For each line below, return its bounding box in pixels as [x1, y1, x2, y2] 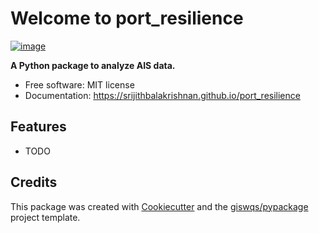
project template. [10, 211, 81, 223]
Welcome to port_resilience [10, 7, 244, 30]
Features [10, 118, 67, 136]
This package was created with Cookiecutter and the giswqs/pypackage [10, 200, 309, 212]
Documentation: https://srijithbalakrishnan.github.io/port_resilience [24, 89, 301, 101]
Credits [10, 174, 58, 191]
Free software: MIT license [24, 78, 135, 91]
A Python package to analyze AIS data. [10, 59, 176, 71]
